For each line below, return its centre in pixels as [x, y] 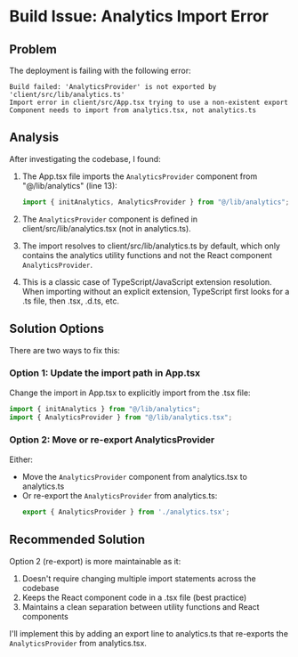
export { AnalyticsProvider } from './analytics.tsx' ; [126, 512]
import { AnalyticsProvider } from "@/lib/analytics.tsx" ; [121, 417]
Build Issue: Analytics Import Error [139, 16]
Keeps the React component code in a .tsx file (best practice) [134, 597]
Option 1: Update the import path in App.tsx [105, 373]
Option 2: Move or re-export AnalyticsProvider [112, 440]
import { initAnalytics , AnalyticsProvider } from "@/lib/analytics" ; [156, 202]
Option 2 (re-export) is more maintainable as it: [95, 561]
